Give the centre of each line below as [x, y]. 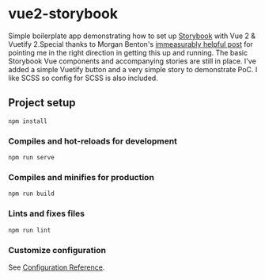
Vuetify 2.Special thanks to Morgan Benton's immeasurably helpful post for [131, 44]
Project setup [42, 103]
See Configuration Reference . [57, 267]
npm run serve [32, 158]
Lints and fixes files [47, 213]
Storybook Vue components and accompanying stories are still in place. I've [132, 61]
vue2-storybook [63, 14]
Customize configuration [57, 250]
